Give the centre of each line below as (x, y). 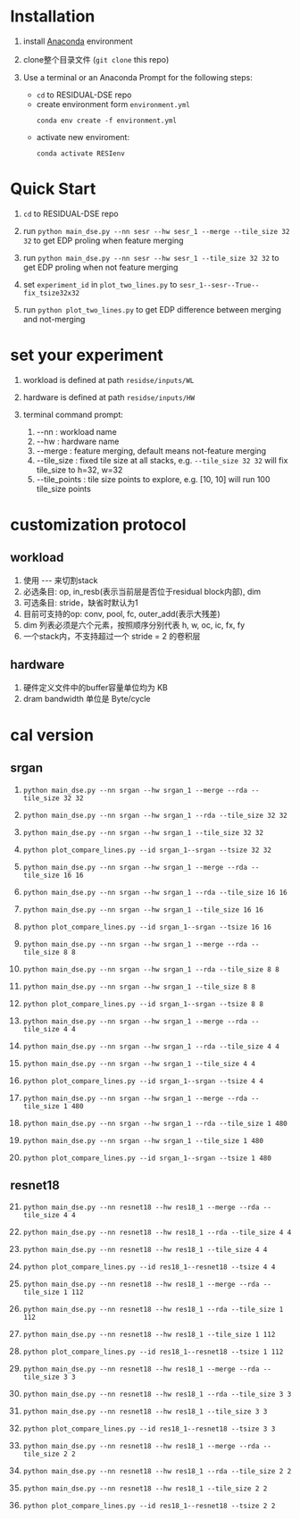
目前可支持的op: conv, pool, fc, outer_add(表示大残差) (122, 613)
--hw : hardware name (78, 441)
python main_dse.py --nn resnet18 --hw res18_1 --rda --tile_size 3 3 (157, 1395)
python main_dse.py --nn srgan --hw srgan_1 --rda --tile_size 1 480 (155, 1123)
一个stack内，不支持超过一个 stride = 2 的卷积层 (112, 636)
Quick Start (53, 189)
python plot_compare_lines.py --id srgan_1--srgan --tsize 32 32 (147, 850)
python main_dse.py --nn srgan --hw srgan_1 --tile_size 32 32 (143, 832)
